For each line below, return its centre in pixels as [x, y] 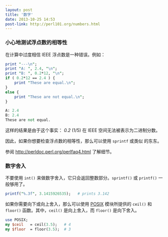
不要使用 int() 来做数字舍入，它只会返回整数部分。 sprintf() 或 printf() [81, 178]
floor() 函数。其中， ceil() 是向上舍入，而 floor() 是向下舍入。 [72, 210]
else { [12, 92]
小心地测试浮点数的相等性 [36, 42]
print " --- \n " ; [21, 64]
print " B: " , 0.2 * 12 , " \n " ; [35, 74]
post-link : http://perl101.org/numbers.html [53, 24]
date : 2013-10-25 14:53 [30, 19]
